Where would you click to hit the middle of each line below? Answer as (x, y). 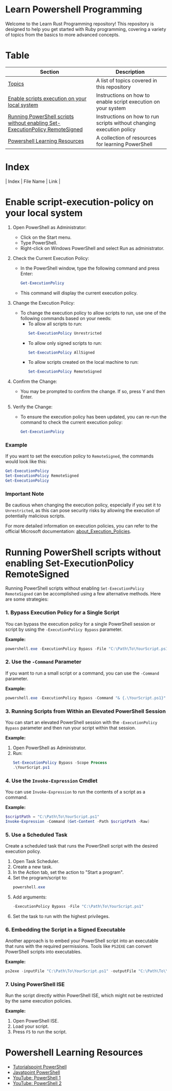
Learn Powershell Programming (74, 10)
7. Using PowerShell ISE (35, 984)
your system (111, 108)
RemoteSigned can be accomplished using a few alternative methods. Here (83, 594)
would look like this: (26, 462)
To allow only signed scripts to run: (65, 343)
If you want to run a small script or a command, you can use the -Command (82, 673)
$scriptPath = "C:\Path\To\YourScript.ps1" (52, 817)
